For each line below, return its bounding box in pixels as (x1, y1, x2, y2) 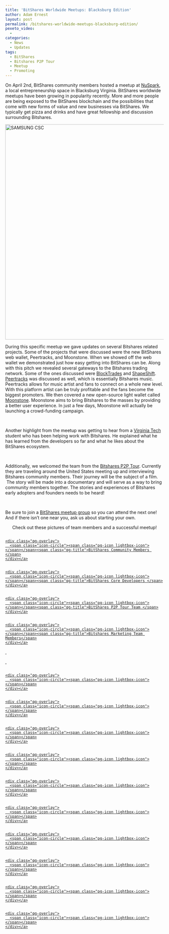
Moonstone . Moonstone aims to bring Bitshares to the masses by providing (5, 397, 161, 403)
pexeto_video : (5, 26, 35, 31)
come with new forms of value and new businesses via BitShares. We (5, 104, 149, 109)
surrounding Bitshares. (5, 114, 53, 120)
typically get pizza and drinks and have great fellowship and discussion (5, 109, 153, 115)
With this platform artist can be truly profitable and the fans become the (5, 387, 154, 392)
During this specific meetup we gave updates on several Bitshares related (5, 344, 158, 349)
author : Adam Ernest (5, 12, 49, 17)
